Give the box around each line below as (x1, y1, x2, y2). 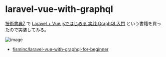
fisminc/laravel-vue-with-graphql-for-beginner (12, 46, 109, 52)
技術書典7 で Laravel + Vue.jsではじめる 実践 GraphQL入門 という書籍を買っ (5, 20, 162, 26)
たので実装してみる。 (5, 26, 49, 33)
